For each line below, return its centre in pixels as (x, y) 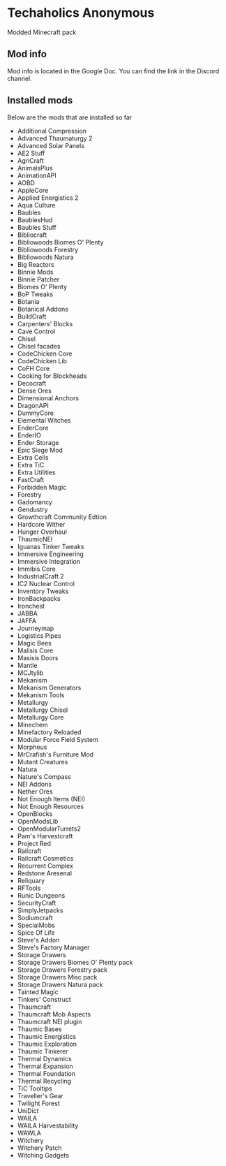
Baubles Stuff (37, 227)
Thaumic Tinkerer (43, 1051)
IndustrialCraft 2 (40, 576)
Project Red (34, 843)
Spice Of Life (36, 932)
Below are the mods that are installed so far (70, 117)
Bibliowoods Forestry (48, 249)
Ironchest (31, 606)
